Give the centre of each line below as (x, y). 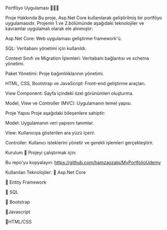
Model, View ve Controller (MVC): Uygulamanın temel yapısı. (69, 103)
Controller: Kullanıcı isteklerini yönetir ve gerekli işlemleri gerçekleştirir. (79, 143)
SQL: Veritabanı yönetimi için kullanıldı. (46, 48)
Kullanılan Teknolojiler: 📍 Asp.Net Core (46, 172)
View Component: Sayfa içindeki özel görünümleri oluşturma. (69, 93)
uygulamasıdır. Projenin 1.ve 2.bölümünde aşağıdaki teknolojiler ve (75, 23)
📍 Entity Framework (26, 182)
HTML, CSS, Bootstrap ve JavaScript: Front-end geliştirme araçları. (76, 83)
